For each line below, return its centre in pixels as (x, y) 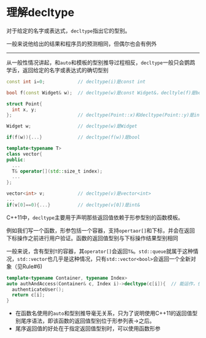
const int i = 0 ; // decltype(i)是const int (76, 81)
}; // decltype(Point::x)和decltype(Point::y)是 (100, 115)
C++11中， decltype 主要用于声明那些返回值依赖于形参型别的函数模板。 (95, 217)
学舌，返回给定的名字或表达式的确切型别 (57, 70)
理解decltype (40, 13)
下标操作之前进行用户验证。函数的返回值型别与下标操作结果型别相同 (92, 238)
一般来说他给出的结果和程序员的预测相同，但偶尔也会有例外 (82, 43)
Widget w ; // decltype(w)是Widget (72, 126)
